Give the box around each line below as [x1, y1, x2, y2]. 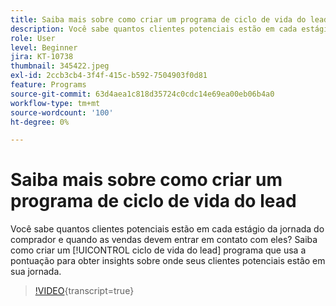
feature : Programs [10, 80, 87, 90]
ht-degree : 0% [10, 117, 70, 127]
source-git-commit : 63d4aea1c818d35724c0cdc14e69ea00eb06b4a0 [10, 89, 275, 99]
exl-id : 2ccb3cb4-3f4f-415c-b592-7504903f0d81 [10, 71, 208, 81]
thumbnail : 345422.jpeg [10, 61, 110, 71]
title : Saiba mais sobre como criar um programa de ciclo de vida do [10, 14, 307, 25]
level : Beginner [10, 42, 78, 53]
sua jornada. [10, 266, 62, 278]
